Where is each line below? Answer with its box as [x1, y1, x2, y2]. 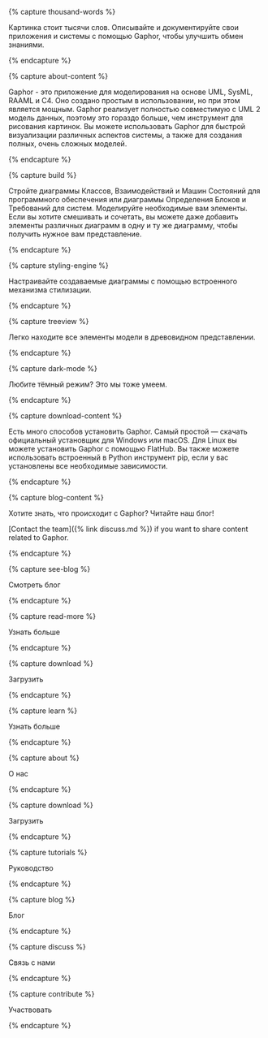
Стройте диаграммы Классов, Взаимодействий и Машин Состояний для [8, 186, 261, 196]
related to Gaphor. [8, 533, 69, 543]
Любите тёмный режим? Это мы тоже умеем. [8, 379, 168, 389]
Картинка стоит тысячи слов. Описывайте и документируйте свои [8, 23, 240, 32]
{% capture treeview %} [8, 317, 89, 326]
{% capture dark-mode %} [8, 364, 97, 373]
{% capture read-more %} [8, 612, 96, 621]
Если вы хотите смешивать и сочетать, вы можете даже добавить [8, 212, 239, 222]
